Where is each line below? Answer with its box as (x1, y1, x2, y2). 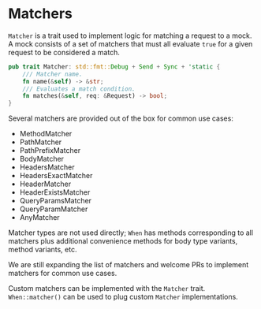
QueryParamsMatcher (19, 196, 92, 206)
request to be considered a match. (8, 47, 121, 57)
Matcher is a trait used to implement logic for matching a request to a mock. (8, 31, 252, 40)
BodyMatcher (19, 154, 65, 164)
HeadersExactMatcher (19, 171, 93, 181)
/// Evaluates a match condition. (22, 84, 136, 93)
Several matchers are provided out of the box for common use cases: (8, 114, 234, 123)
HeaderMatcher (19, 179, 72, 189)
